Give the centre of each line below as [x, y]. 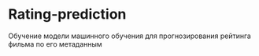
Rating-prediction [67, 14]
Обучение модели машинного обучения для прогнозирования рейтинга [130, 36]
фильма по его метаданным [55, 44]
